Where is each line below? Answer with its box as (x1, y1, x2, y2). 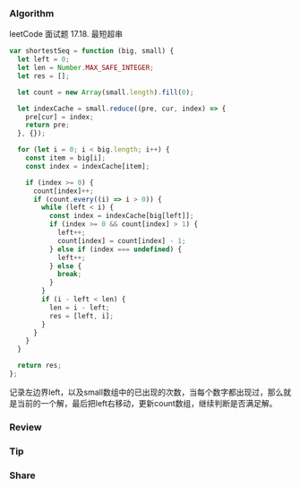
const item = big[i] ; (25, 153, 106, 163)
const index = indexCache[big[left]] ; (48, 212, 194, 221)
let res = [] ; (17, 71, 70, 81)
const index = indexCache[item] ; (25, 161, 150, 170)
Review (9, 421, 42, 433)
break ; (56, 270, 82, 279)
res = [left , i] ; (48, 311, 115, 320)
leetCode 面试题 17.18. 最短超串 (9, 29, 124, 39)
